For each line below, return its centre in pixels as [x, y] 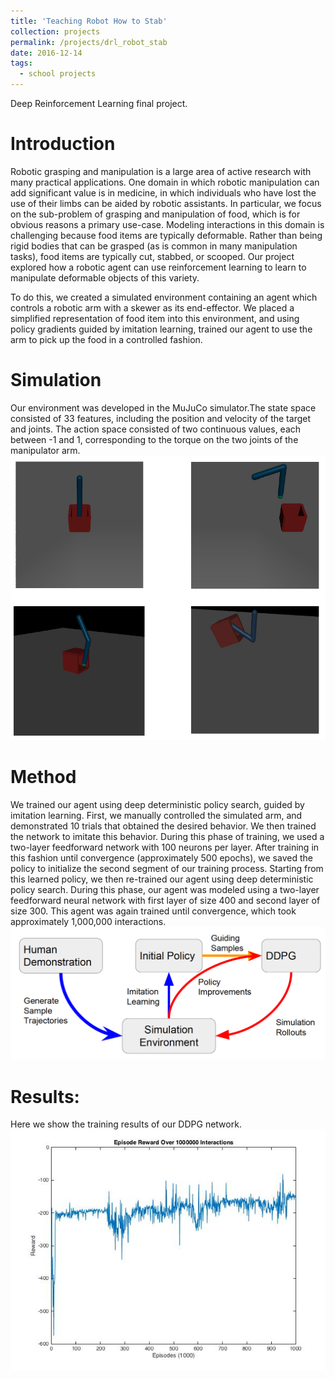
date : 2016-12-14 [46, 53]
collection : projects [55, 31]
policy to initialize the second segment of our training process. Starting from [167, 869]
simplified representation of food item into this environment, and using [155, 318]
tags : [21, 63]
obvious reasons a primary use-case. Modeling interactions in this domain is [167, 224]
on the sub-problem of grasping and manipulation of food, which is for [155, 214]
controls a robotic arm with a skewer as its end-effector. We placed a [152, 307]
